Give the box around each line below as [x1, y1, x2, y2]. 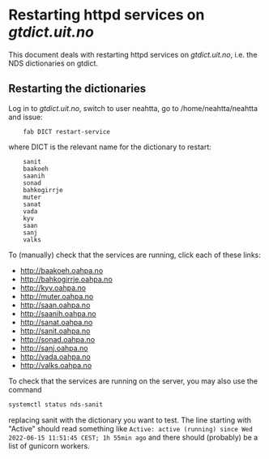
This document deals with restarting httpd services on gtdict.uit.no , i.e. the [8, 49, 258, 59]
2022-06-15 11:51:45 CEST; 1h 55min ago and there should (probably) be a [8, 432, 258, 442]
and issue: [8, 112, 43, 122]
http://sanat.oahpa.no [19, 317, 93, 327]
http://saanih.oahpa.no [19, 308, 96, 318]
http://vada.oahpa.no [19, 351, 91, 362]
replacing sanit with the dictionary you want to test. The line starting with [8, 415, 252, 425]
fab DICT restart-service [23, 127, 111, 135]
